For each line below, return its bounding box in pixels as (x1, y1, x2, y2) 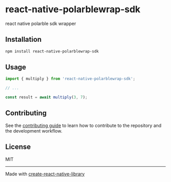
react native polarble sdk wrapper (5, 20, 76, 27)
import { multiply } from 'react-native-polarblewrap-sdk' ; (5, 76, 136, 82)
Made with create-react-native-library (5, 171, 85, 177)
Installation (5, 35, 42, 44)
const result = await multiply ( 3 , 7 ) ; (5, 95, 88, 100)
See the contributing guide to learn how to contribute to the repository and (5, 122, 162, 128)
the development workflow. (5, 127, 63, 134)
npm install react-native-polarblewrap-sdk (5, 48, 99, 54)
